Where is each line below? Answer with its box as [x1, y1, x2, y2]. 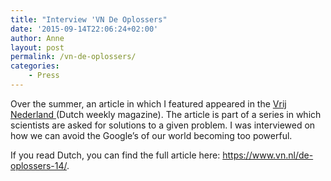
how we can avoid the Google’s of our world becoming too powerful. [10, 129, 293, 141]
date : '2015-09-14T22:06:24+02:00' [10, 24, 159, 34]
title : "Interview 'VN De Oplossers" [10, 14, 168, 25]
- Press [28, 71, 60, 81]
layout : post [10, 42, 65, 53]
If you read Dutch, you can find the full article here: [10, 149, 221, 161]
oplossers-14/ [10, 159, 68, 171]
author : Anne [10, 33, 65, 43]
